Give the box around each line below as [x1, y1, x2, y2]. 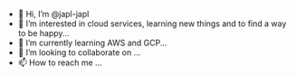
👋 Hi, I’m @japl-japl [17, 9, 90, 19]
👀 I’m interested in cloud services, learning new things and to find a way [17, 18, 287, 29]
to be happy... [17, 28, 70, 38]
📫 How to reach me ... [17, 57, 102, 68]
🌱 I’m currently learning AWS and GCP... [17, 37, 167, 48]
